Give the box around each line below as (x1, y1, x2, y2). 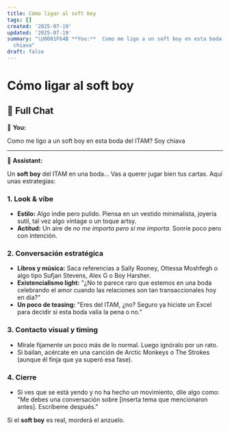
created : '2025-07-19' (7, 23, 72, 30)
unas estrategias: (7, 176, 56, 185)
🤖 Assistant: (7, 156, 43, 165)
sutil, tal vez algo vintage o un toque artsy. (16, 217, 137, 225)
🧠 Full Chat (7, 105, 54, 117)
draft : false (7, 49, 44, 56)
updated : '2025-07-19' (7, 29, 72, 36)
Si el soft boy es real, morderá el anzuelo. (7, 416, 125, 424)
